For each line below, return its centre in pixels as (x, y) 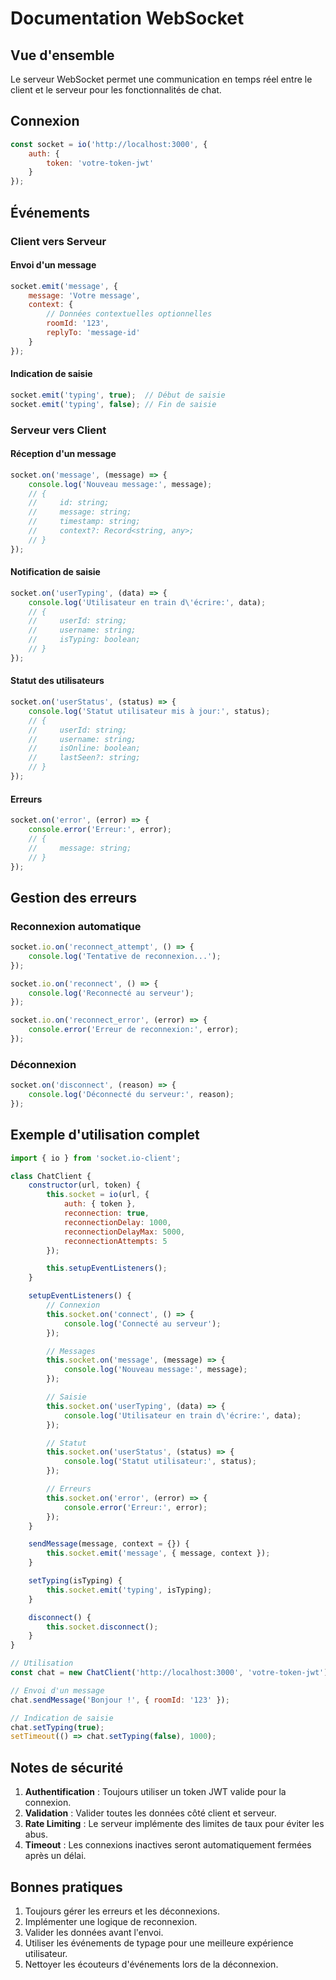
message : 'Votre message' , (84, 295)
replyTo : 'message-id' (93, 333)
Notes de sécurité (67, 1767)
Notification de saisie (55, 572)
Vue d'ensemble (62, 55)
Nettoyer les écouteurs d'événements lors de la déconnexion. (151, 1964)
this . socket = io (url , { (98, 1195)
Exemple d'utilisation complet (105, 1135)
